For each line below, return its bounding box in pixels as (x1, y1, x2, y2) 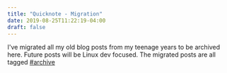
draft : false (7, 23, 46, 30)
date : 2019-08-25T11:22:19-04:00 (7, 17, 106, 24)
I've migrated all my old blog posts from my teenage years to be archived (7, 43, 221, 52)
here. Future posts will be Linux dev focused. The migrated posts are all (7, 50, 216, 59)
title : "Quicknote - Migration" (7, 10, 103, 18)
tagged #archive (7, 58, 55, 67)
